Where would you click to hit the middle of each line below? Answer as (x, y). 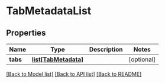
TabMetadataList (49, 11)
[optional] (142, 59)
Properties (26, 33)
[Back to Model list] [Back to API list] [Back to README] (74, 74)
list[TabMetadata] (58, 59)
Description (106, 50)
